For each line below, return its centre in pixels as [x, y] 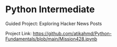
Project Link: [18, 33]
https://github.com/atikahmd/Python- [72, 33]
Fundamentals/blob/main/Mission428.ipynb [51, 39]
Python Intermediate [50, 9]
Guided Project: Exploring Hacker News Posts [54, 24]
